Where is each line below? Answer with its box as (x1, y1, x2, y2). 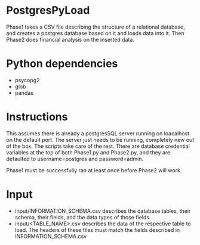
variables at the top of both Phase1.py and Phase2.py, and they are (6, 148, 171, 156)
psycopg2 (14, 76, 40, 83)
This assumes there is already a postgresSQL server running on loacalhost (6, 129, 190, 137)
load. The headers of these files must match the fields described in (14, 226, 180, 233)
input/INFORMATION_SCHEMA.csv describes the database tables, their (14, 207, 191, 215)
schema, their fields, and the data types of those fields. (14, 213, 151, 221)
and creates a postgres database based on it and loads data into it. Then (6, 29, 184, 36)
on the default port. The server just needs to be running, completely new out (6, 136, 195, 143)
